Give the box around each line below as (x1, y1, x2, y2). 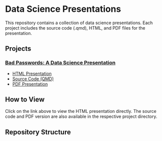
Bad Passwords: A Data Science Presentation (5, 59, 116, 66)
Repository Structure (5, 128, 71, 136)
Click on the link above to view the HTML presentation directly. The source (5, 108, 157, 114)
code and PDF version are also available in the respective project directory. (5, 113, 158, 119)
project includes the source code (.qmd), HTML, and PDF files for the (5, 25, 146, 31)
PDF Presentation (12, 81, 48, 87)
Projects (5, 44, 32, 53)
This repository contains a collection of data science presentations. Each (5, 20, 153, 26)
